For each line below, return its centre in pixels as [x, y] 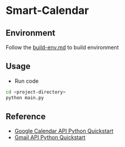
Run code [26, 81]
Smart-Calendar [47, 11]
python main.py [25, 97]
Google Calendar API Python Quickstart [64, 131]
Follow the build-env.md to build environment [62, 47]
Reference [26, 116]
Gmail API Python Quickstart [50, 137]
